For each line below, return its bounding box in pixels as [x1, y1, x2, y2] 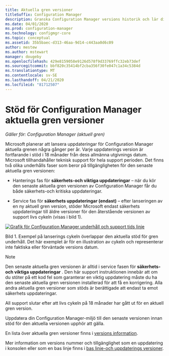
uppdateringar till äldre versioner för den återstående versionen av [12, 208, 150, 214]
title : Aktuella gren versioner [5, 7, 73, 13]
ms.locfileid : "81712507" [5, 82, 59, 87]
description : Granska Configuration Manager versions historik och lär [5, 17, 158, 22]
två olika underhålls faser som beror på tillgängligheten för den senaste [5, 162, 153, 168]
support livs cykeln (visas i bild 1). [12, 214, 82, 220]
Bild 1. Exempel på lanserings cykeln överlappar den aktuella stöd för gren [5, 233, 158, 239]
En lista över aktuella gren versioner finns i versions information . [5, 330, 138, 336]
